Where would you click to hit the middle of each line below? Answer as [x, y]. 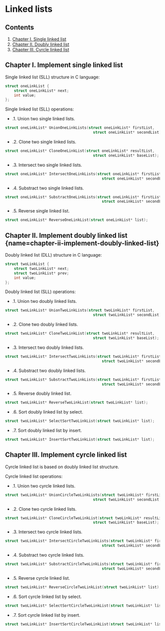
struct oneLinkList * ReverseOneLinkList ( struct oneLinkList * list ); [77, 220]
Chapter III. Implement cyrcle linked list [66, 455]
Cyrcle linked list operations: [34, 476]
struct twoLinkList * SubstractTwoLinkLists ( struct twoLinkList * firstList [83, 379]
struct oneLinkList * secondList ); [128, 132]
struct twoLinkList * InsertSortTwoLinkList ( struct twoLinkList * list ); [80, 440]
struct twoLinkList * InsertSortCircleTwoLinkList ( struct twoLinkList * [79, 624]
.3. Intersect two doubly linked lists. [48, 347]
